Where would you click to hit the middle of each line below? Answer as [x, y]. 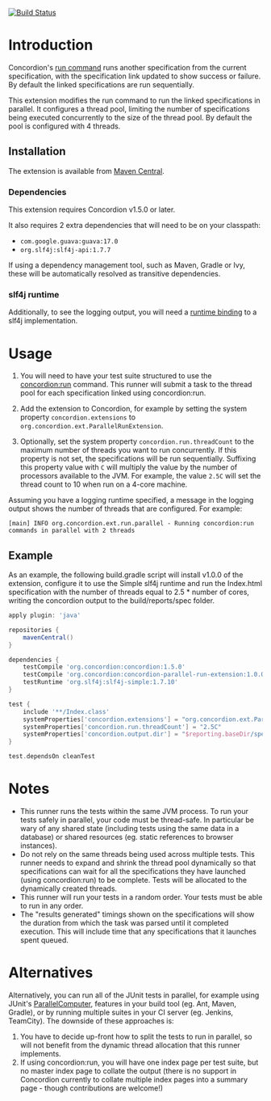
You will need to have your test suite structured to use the [116, 376]
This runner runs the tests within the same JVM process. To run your [134, 812]
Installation [37, 152]
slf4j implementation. [43, 321]
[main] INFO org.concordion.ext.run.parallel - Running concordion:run [131, 524]
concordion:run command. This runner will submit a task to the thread [136, 385]
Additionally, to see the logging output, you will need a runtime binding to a [133, 312]
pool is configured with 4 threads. [65, 126]
